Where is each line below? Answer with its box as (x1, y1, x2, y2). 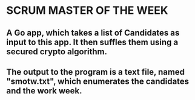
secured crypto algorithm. (6, 46, 108, 57)
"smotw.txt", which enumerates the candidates (6, 76, 190, 86)
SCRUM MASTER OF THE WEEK (6, 4, 168, 17)
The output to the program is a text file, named (6, 67, 185, 77)
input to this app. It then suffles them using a (6, 37, 179, 47)
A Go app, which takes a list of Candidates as (6, 28, 180, 38)
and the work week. (6, 86, 83, 96)
